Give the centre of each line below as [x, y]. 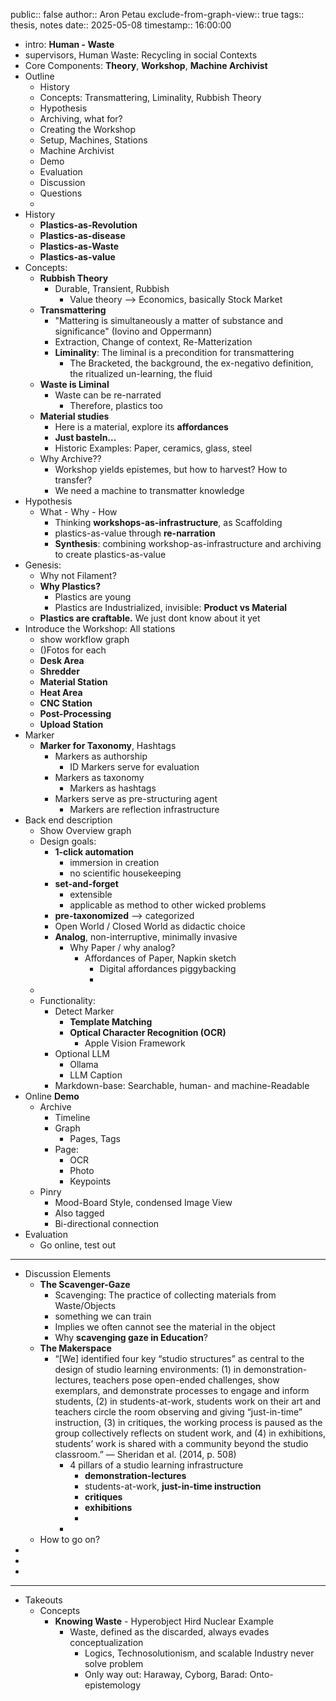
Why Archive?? [70, 458]
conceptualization [106, 1642]
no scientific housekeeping [125, 873]
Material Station [73, 682]
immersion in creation [114, 862]
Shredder [59, 671]
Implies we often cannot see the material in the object [165, 1327]
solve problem [114, 1663]
